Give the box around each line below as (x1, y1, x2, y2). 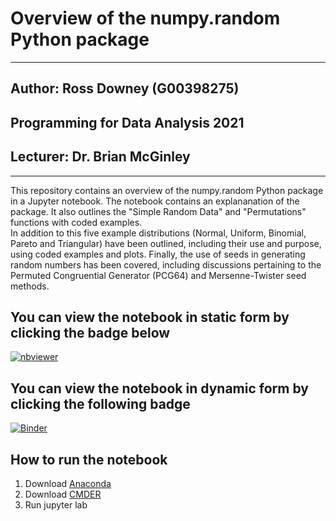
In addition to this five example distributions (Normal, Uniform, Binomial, (10, 227, 307, 239)
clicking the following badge (10, 395, 191, 412)
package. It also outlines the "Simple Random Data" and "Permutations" (10, 205, 307, 217)
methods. (10, 280, 50, 292)
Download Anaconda (24, 477, 112, 489)
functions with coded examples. (10, 216, 143, 228)
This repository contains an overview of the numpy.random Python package (10, 184, 324, 196)
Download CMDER (24, 488, 102, 500)
